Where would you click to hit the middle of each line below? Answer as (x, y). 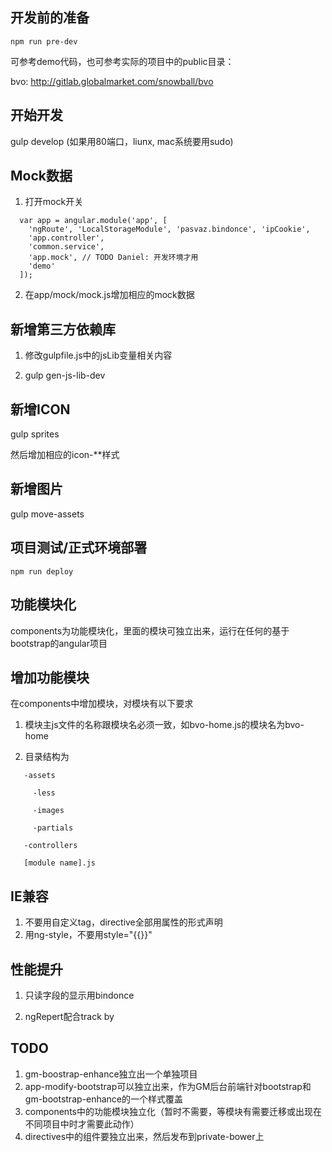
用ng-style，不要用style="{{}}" (88, 935)
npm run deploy (42, 571)
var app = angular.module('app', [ (93, 221)
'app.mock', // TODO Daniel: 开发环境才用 (113, 258)
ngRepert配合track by (69, 1016)
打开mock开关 (54, 202)
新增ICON (40, 409)
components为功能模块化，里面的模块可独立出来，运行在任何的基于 (150, 630)
